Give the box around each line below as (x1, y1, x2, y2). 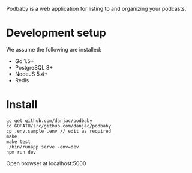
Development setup (6, 26, 107, 40)
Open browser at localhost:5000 (6, 159, 86, 167)
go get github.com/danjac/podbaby (6, 117, 93, 124)
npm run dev (6, 149, 36, 155)
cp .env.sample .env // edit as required (6, 128, 112, 134)
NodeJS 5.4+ (14, 70, 48, 77)
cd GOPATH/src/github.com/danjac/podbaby (6, 123, 112, 129)
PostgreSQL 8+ (14, 64, 53, 71)
